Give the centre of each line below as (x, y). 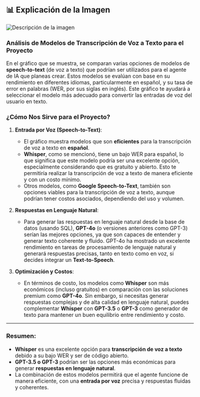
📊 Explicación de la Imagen (58, 10)
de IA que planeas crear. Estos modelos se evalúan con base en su (88, 76)
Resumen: (21, 336)
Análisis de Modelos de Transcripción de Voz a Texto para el (95, 42)
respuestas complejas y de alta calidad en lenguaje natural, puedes (106, 302)
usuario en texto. (27, 102)
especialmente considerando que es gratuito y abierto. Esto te (100, 167)
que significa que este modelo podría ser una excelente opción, (102, 161)
